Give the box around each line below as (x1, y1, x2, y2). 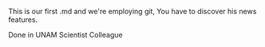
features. (8, 15, 38, 24)
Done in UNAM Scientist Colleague (8, 31, 123, 39)
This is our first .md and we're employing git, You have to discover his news (8, 7, 257, 16)
